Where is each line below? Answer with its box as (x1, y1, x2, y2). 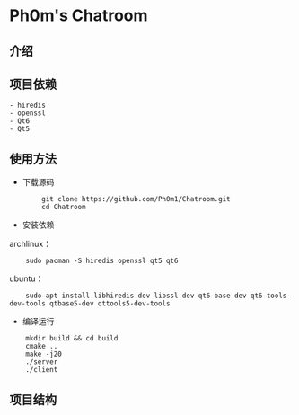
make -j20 (25, 349, 63, 359)
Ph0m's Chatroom (9, 5, 148, 26)
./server (25, 358, 58, 366)
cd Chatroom (41, 203, 87, 212)
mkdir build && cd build (25, 334, 119, 343)
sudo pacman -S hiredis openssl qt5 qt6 (25, 257, 179, 266)
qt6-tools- (250, 291, 292, 301)
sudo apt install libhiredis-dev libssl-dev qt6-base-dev (25, 291, 247, 301)
